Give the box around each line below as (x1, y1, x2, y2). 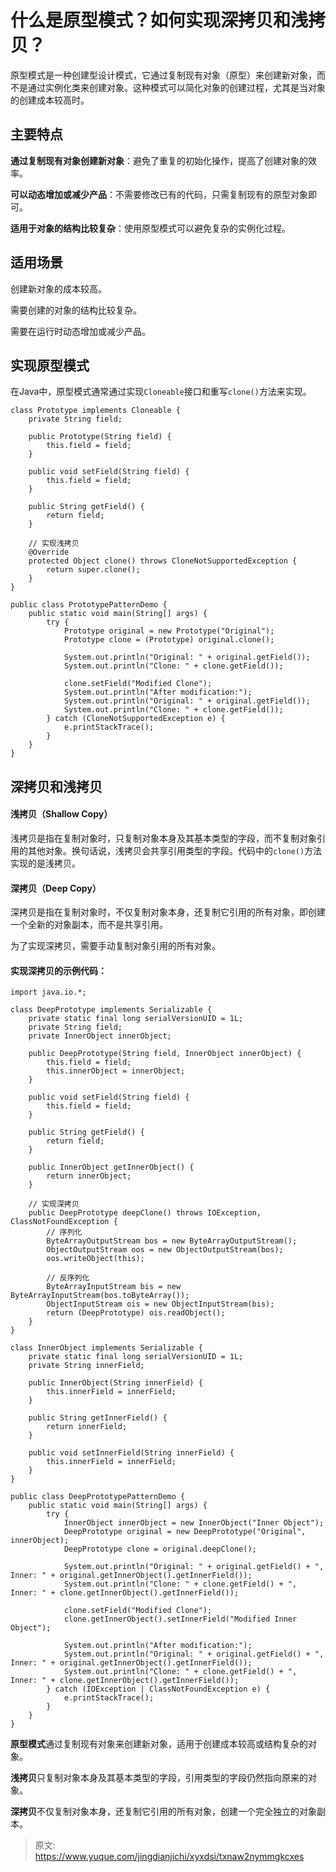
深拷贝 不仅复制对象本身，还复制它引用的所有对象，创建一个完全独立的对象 (10, 1806, 317, 1818)
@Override (28, 547, 70, 558)
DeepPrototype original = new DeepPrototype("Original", (63, 1527, 307, 1537)
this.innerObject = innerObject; (46, 1066, 186, 1076)
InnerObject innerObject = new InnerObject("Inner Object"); (63, 1518, 325, 1528)
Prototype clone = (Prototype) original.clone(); (63, 635, 275, 645)
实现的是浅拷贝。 (10, 857, 81, 869)
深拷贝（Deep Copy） (10, 882, 102, 894)
